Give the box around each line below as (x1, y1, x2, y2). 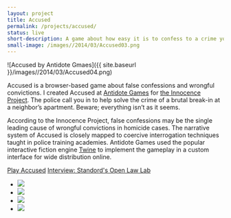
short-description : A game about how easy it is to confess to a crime (7, 36, 217, 43)
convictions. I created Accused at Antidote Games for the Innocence (7, 88, 201, 97)
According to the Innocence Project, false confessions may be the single (7, 117, 213, 124)
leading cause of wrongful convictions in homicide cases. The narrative (7, 124, 210, 132)
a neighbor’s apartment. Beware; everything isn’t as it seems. (7, 104, 181, 111)
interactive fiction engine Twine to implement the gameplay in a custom (7, 145, 210, 154)
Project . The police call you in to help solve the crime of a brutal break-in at (7, 96, 221, 104)
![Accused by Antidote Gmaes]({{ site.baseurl (7, 61, 136, 69)
